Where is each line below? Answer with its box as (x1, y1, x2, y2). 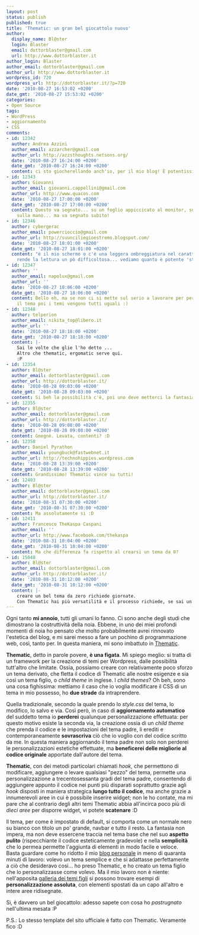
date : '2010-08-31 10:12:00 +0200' (11, 576, 99, 582)
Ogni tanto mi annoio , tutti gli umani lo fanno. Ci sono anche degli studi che (6, 615, 191, 622)
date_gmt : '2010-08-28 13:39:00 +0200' (11, 466, 110, 472)
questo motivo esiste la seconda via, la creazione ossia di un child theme (6, 720, 184, 727)
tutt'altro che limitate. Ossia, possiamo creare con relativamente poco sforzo (6, 664, 193, 671)
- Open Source (6, 102, 41, 109)
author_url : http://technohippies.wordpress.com (11, 455, 134, 461)
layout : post (6, 8, 38, 15)
